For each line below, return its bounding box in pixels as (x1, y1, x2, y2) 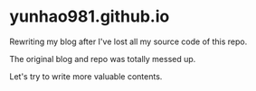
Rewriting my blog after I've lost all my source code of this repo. (9, 36, 248, 47)
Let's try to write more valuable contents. (9, 70, 163, 82)
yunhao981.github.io (9, 6, 170, 27)
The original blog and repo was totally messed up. (9, 53, 196, 64)
